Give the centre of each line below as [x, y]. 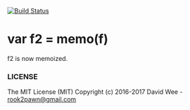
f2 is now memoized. [38, 58]
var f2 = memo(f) [58, 39]
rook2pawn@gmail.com [42, 99]
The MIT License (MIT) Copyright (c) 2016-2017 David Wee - [95, 92]
